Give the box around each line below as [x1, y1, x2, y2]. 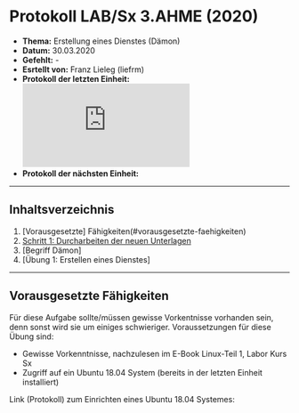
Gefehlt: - [21, 54, 60, 65]
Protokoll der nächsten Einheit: [21, 167, 140, 179]
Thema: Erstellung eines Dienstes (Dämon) [21, 36, 181, 46]
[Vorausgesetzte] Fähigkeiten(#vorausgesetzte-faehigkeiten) [21, 225, 246, 237]
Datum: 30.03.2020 [21, 45, 96, 55]
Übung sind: [9, 331, 54, 342]
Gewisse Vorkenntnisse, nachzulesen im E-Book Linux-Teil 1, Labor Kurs [21, 348, 287, 359]
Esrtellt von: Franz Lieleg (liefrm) [21, 64, 145, 75]
